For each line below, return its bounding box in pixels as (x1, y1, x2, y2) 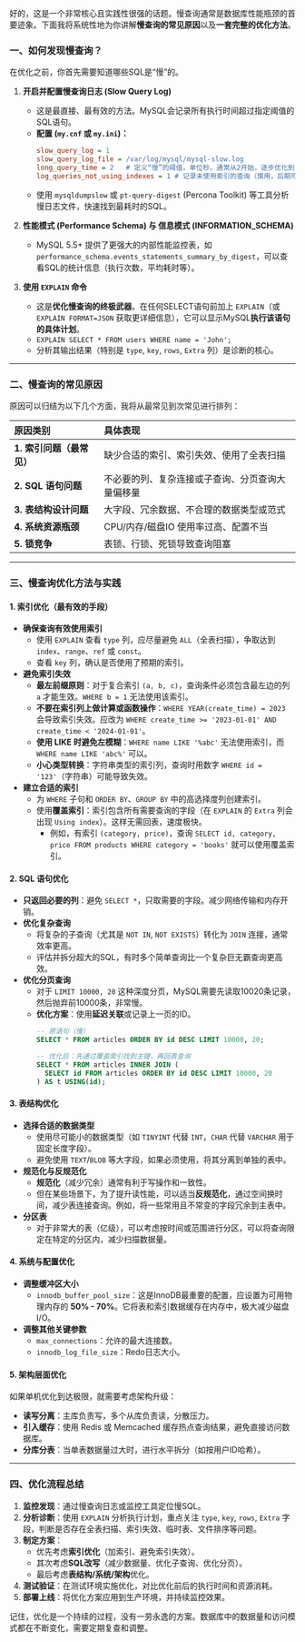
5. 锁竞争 (14, 538, 53, 551)
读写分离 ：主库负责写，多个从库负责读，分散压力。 (22, 1410, 214, 1422)
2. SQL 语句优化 (9, 873, 69, 884)
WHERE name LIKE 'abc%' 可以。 (35, 748, 152, 759)
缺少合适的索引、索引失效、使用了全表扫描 (103, 449, 286, 461)
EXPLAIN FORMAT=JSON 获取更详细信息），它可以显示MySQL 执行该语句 (35, 312, 290, 323)
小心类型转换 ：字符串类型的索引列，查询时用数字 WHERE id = (35, 759, 263, 771)
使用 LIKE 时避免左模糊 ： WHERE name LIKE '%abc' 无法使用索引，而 (35, 736, 285, 748)
